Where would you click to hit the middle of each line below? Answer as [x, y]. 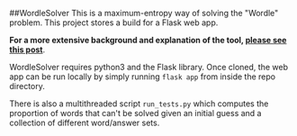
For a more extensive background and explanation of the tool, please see [148, 40]
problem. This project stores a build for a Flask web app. [114, 23]
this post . [27, 50]
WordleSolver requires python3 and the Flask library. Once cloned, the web [148, 67]
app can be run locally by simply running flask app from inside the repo [143, 77]
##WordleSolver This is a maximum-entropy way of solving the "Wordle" [144, 13]
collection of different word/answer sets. [85, 122]
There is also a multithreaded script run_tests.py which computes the [139, 104]
